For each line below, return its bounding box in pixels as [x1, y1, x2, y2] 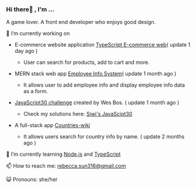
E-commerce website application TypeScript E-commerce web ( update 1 [14, 41, 191, 49]
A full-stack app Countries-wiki [14, 122, 91, 129]
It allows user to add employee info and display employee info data [23, 81, 185, 88]
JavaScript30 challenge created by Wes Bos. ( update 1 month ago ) [14, 99, 180, 106]
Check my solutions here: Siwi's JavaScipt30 [23, 111, 133, 118]
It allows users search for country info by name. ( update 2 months [23, 133, 185, 140]
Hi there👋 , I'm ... [6, 5, 55, 13]
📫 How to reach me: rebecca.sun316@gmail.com [6, 162, 126, 169]
